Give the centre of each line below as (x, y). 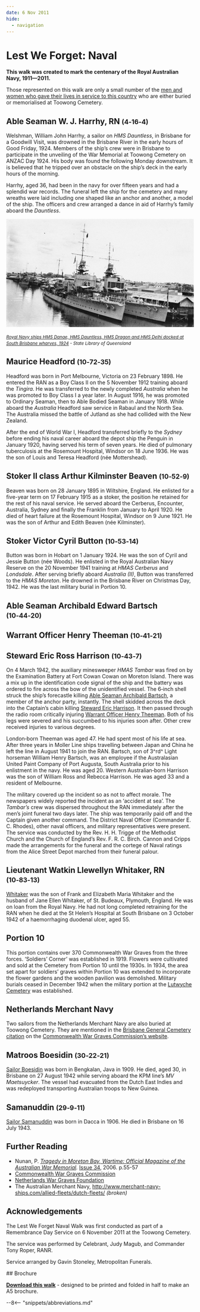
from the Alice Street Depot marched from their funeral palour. (82, 851)
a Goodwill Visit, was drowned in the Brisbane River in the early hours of (95, 142)
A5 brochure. (22, 1291)
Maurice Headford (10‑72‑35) (59, 362)
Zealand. (17, 420)
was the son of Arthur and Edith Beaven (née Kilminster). (76, 522)
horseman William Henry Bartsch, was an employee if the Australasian (92, 757)
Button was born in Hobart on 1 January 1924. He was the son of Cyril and (97, 555)
